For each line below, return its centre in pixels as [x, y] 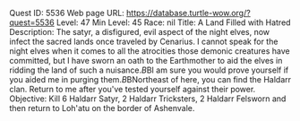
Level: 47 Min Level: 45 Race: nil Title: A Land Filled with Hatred [174, 22]
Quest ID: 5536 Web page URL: [67, 13]
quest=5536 [32, 22]
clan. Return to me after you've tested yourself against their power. [133, 89]
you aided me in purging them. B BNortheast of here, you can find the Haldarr [150, 79]
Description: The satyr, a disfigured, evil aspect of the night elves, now [140, 32]
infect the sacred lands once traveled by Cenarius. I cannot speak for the [144, 41]
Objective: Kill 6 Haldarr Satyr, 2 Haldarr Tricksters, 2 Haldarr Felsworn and [148, 99]
